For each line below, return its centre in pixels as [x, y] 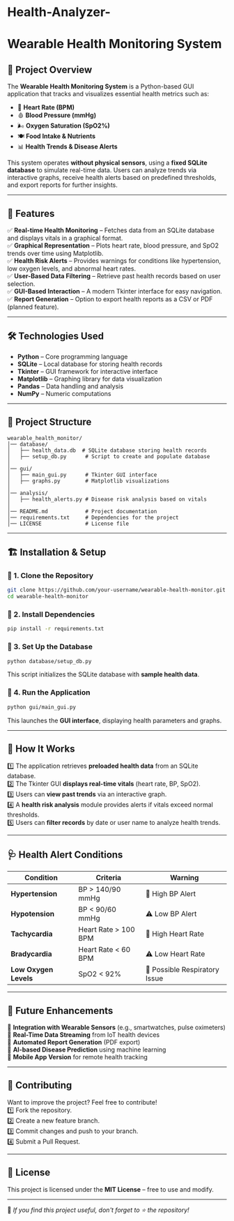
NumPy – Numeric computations [64, 393]
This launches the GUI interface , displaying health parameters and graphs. [115, 720]
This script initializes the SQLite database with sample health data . [103, 674]
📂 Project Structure [49, 422]
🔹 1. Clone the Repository [50, 575]
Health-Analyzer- [59, 12]
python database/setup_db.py [49, 661]
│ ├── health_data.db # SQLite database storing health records [107, 450]
